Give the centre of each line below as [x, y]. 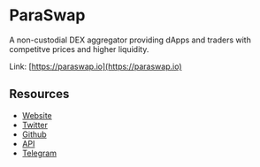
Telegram [39, 153]
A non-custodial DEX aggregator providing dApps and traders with [130, 40]
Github [34, 134]
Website [37, 115]
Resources [39, 94]
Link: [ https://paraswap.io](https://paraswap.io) [96, 66]
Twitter [35, 125]
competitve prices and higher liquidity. [79, 49]
